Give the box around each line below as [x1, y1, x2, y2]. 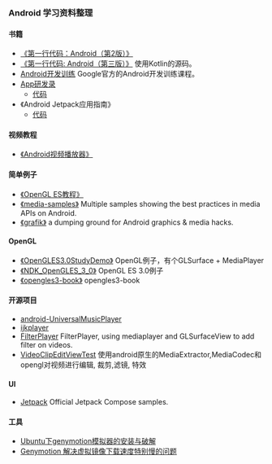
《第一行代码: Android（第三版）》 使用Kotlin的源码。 [19, 59, 196, 68]
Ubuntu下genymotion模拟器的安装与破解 [19, 436, 157, 446]
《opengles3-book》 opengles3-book [19, 275, 140, 285]
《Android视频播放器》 [19, 149, 93, 160]
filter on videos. [19, 339, 73, 349]
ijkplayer [19, 322, 49, 332]
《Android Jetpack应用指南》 [19, 99, 115, 109]
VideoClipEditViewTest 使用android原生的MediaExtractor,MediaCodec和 [19, 349, 262, 359]
